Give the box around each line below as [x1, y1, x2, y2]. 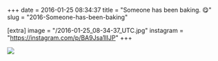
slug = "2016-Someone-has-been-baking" [7, 13, 128, 21]
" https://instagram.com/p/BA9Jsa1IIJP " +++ [7, 34, 132, 42]
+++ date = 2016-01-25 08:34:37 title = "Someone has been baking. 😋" [7, 6, 212, 14]
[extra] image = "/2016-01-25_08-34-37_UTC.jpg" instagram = [7, 27, 184, 34]
